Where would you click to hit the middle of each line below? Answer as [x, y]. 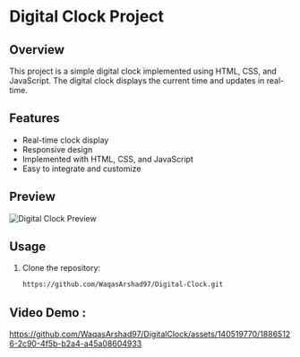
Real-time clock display [65, 140]
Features [34, 118]
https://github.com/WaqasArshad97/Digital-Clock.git [123, 284]
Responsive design [57, 149]
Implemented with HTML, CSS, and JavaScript [108, 159]
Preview [33, 197]
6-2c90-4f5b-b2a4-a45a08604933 [76, 344]
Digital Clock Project [86, 17]
